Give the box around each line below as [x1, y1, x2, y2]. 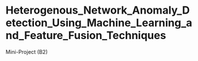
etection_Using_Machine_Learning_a [5, 16, 193, 30]
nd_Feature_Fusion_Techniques [5, 29, 166, 42]
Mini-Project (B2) [5, 48, 48, 55]
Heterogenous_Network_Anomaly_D [5, 4, 190, 17]
